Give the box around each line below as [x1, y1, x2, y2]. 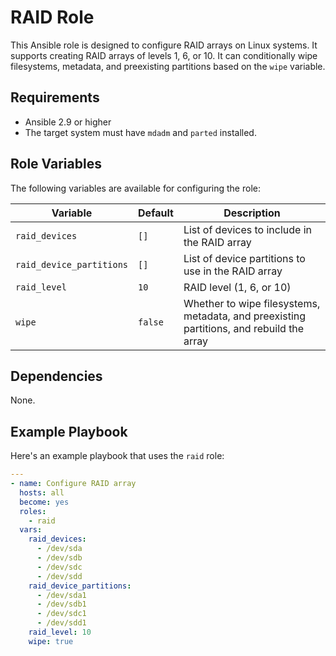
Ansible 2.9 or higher [24, 116, 112, 128]
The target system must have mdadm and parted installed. [24, 126, 257, 138]
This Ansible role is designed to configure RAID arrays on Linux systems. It [10, 39, 318, 51]
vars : [19, 525, 43, 535]
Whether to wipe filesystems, [183, 296, 321, 310]
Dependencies [10, 367, 103, 385]
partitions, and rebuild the [183, 321, 305, 335]
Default [138, 206, 174, 220]
